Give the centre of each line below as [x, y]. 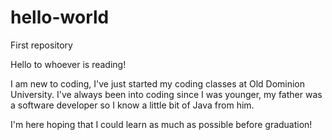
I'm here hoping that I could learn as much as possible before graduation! [161, 124]
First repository [41, 45]
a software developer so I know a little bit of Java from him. [132, 105]
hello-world [60, 17]
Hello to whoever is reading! [68, 64]
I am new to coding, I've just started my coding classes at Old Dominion [158, 83]
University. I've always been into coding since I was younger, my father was [166, 94]
